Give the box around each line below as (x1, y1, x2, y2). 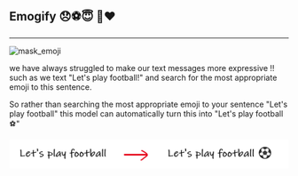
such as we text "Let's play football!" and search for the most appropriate (9, 72, 278, 83)
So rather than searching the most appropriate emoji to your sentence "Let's (9, 99, 288, 109)
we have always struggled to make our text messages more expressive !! (9, 62, 275, 73)
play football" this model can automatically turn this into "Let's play (9, 108, 255, 119)
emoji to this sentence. (9, 81, 92, 92)
